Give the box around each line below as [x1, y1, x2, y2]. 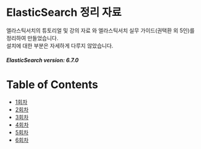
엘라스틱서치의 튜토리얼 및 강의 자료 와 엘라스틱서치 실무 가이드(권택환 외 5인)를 [6, 27, 195, 34]
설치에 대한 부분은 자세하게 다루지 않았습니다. [6, 42, 114, 49]
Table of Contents [6, 77, 98, 91]
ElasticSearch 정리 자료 [6, 5, 122, 19]
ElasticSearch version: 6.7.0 [6, 56, 79, 64]
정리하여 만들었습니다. [6, 34, 59, 41]
